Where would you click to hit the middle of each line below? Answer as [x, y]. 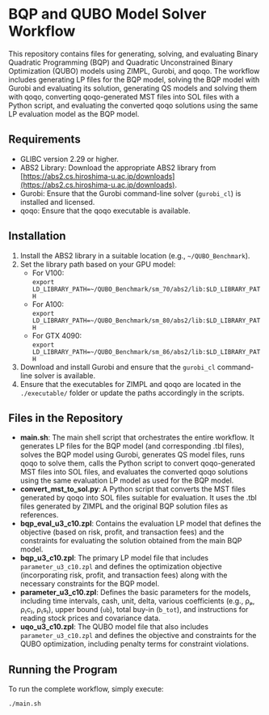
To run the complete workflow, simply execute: [86, 689]
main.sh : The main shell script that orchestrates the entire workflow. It [137, 437]
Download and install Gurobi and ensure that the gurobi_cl [118, 367]
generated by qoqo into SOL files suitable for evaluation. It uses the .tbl [138, 498]
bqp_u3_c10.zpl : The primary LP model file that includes [114, 558]
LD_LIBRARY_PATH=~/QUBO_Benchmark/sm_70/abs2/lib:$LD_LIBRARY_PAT [146, 289]
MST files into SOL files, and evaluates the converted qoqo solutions [134, 472]
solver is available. [64, 375]
